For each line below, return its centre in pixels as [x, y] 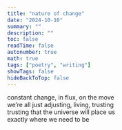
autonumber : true [32, 53]
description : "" [30, 33]
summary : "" [24, 26]
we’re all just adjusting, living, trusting [61, 105]
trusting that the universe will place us [61, 112]
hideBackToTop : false [38, 78]
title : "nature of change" [46, 13]
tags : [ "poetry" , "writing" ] [49, 65]
